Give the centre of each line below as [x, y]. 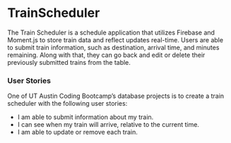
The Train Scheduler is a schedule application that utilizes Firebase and [111, 32]
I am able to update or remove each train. [77, 132]
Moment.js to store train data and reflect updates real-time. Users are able [115, 39]
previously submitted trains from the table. [69, 62]
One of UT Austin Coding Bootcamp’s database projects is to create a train [116, 96]
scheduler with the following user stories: [67, 104]
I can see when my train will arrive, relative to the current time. [108, 125]
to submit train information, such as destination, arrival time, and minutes [113, 47]
